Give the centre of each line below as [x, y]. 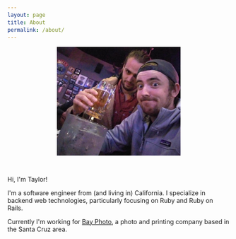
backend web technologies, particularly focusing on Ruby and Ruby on [110, 200]
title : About [26, 22]
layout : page [26, 15]
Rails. [15, 208]
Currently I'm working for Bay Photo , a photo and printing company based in [118, 221]
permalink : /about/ [36, 30]
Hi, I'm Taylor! [28, 179]
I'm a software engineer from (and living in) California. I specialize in [107, 193]
